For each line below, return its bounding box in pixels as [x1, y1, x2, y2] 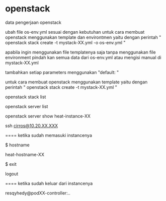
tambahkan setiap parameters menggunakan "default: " [5, 69, 119, 75]
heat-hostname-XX [5, 151, 45, 157]
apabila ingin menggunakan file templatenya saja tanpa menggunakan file [5, 49, 156, 55]
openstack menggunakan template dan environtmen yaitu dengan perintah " [5, 34, 162, 40]
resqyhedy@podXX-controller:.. [5, 190, 71, 196]
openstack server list [5, 103, 48, 109]
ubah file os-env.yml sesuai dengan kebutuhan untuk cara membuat [5, 29, 145, 35]
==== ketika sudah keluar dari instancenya [5, 180, 93, 186]
